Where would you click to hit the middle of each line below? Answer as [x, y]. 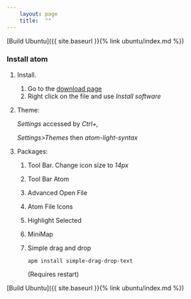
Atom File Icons [50, 206]
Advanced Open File [58, 192]
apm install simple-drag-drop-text [80, 261]
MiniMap [40, 234]
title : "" [36, 21]
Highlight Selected [55, 220]
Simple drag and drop [59, 248]
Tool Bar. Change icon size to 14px [78, 165]
